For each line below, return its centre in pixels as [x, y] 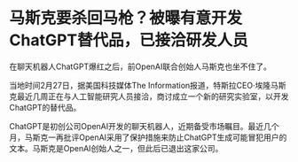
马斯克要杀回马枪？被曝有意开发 [126, 18]
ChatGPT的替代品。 [45, 107]
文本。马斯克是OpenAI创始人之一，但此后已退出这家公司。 [116, 148]
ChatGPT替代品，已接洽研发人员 [129, 40]
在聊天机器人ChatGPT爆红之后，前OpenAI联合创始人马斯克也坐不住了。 [141, 66]
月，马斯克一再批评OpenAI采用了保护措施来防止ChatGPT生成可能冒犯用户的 [148, 137]
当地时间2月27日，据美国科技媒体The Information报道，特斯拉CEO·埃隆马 [144, 85]
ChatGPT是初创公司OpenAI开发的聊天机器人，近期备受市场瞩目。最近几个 [144, 126]
